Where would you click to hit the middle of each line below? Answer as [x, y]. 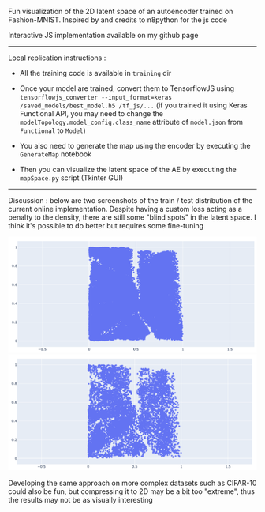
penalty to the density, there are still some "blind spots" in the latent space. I [132, 217]
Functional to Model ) [53, 130]
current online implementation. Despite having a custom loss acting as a [125, 209]
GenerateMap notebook [56, 154]
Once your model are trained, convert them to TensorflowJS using [127, 88]
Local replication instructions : [57, 58]
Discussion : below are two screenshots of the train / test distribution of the [131, 200]
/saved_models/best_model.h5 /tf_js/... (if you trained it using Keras [133, 105]
